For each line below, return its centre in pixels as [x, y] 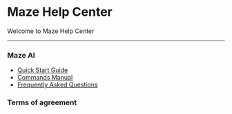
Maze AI [21, 55]
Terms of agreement [42, 102]
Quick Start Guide [42, 70]
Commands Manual [45, 78]
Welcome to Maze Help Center [51, 31]
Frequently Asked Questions [57, 85]
